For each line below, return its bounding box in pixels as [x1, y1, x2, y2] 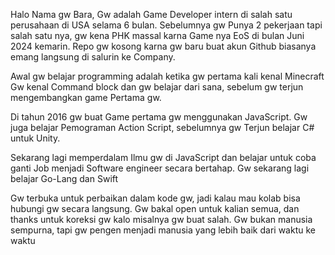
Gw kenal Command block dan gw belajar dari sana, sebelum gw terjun [10, 81, 304, 93]
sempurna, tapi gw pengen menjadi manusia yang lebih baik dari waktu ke [10, 224, 316, 236]
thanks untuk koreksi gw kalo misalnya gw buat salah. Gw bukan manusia [10, 214, 313, 225]
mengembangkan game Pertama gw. [10, 92, 162, 103]
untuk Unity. [10, 132, 61, 144]
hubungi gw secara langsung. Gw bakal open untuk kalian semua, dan [10, 203, 300, 214]
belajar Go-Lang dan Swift [10, 173, 119, 184]
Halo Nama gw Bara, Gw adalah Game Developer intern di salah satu [10, 9, 293, 20]
